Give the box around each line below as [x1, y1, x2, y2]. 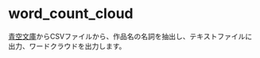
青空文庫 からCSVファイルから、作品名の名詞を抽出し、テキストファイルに [8, 31, 253, 41]
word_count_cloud [8, 5, 134, 23]
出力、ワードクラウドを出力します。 [8, 41, 126, 51]
